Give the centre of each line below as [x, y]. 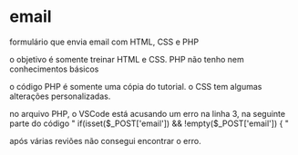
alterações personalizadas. [60, 96]
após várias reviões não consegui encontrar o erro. [106, 140]
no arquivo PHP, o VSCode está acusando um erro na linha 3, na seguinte [147, 113]
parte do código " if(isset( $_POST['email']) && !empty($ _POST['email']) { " [149, 123]
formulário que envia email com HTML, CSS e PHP [104, 42]
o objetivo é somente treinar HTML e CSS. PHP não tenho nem [127, 59]
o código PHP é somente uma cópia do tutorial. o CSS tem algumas [136, 86]
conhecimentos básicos [54, 69]
